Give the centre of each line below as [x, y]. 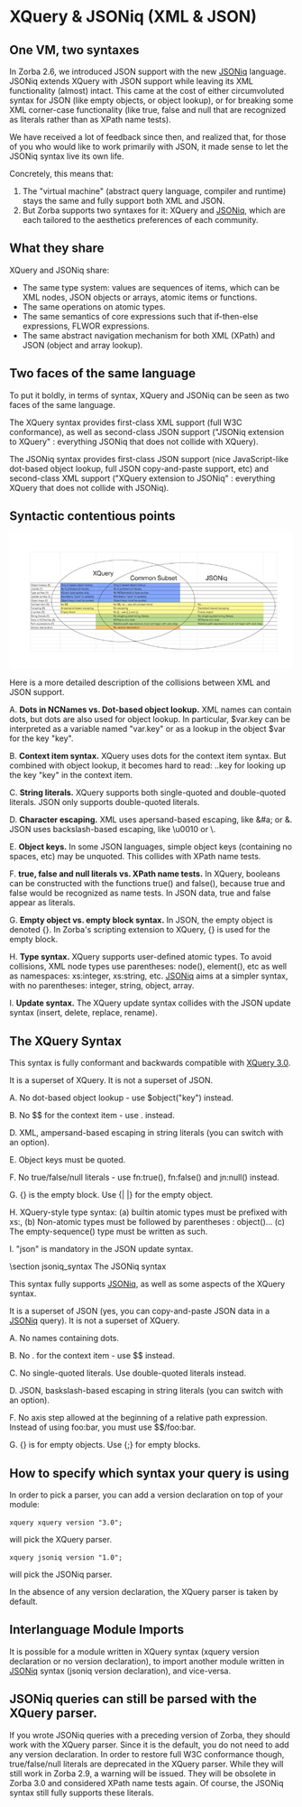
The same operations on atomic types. [94, 306]
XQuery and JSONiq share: [59, 270]
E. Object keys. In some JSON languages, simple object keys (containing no [151, 847]
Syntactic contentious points [92, 516]
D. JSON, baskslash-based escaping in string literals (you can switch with [146, 1391]
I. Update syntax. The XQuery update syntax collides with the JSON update [150, 1003]
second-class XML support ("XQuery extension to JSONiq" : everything [142, 478]
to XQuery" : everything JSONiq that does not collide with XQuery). [134, 441]
